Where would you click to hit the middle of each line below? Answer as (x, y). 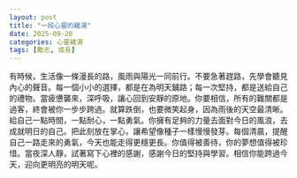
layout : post (33, 17)
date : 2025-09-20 (41, 33)
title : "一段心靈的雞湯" (50, 26)
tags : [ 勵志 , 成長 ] (42, 50)
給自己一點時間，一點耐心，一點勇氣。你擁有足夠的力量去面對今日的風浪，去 (148, 121)
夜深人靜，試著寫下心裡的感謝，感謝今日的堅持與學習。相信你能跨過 (156, 153)
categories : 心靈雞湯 (46, 42)
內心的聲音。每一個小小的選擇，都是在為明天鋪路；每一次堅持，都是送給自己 (148, 87)
